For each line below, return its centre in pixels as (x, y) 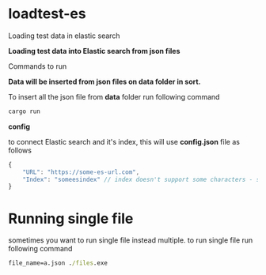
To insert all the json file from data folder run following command (114, 96)
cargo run (25, 111)
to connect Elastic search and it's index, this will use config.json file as (124, 141)
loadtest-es (47, 14)
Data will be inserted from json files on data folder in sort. (104, 81)
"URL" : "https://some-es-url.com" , (81, 172)
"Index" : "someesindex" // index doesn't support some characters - (138, 179)
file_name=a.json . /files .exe (58, 263)
